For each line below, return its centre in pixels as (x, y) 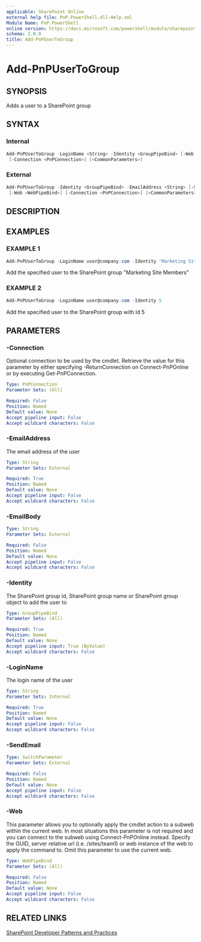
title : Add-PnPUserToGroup (40, 39)
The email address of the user (43, 451)
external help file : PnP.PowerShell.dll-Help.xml (69, 17)
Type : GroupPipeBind (32, 613)
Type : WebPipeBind (29, 861)
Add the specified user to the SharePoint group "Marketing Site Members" (98, 272)
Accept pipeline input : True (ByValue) (56, 646)
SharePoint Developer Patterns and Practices (62, 932)
